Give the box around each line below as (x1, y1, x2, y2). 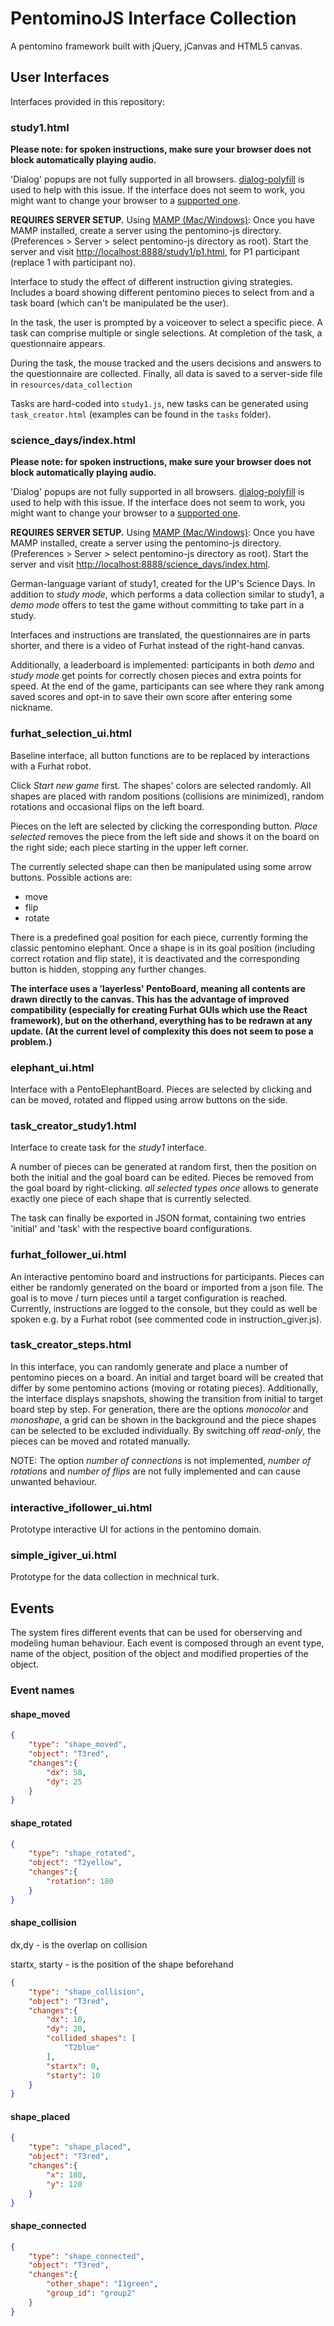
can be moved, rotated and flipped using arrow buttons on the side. (10, 1093, 288, 1106)
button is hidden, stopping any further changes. (10, 963, 207, 975)
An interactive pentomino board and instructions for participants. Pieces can (10, 1270, 325, 1282)
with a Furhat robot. (10, 760, 92, 772)
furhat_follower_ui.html (10, 1248, 127, 1262)
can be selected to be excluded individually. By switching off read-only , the (10, 1424, 322, 1436)
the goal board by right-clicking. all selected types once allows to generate (10, 1182, 319, 1194)
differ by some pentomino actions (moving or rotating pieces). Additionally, (10, 1382, 319, 1394)
